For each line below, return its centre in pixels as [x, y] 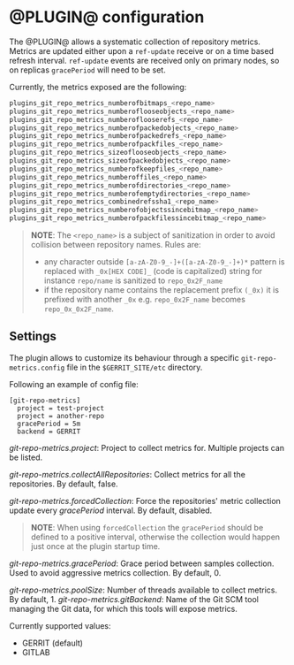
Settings [33, 336]
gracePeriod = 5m [49, 424]
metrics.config [37, 368]
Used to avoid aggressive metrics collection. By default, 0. [115, 572]
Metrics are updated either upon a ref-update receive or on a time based [141, 50]
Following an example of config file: [74, 384]
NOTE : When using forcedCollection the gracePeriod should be [147, 527]
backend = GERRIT [49, 432]
